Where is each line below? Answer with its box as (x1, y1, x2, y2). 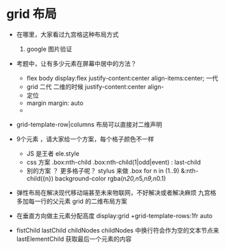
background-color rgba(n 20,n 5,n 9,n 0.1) (55, 174, 166, 182)
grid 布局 (6, 6, 58, 22)
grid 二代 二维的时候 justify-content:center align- (26, 82, 164, 91)
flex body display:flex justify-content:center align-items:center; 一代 (26, 73, 218, 82)
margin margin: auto (26, 99, 84, 107)
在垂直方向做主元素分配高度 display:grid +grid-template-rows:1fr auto (16, 211, 213, 220)
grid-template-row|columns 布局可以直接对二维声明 (16, 120, 162, 128)
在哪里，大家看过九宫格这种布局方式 (16, 30, 119, 38)
